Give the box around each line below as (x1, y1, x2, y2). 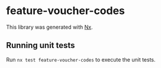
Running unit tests (6, 40, 75, 50)
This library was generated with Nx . (6, 23, 93, 30)
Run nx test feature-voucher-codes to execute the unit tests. (6, 56, 156, 63)
